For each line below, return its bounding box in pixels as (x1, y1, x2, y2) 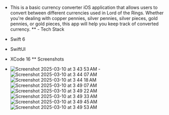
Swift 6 (10, 36, 26, 42)
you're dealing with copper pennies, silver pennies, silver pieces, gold (10, 15, 158, 21)
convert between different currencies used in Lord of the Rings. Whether (10, 10, 164, 16)
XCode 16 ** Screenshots (10, 56, 64, 62)
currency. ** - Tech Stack (10, 26, 65, 32)
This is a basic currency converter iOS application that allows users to (10, 5, 158, 10)
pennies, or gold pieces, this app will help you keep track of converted (10, 21, 159, 27)
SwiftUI (10, 46, 26, 52)
